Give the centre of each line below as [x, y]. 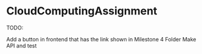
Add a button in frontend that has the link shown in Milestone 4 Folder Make [101, 39]
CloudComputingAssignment [82, 11]
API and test [22, 46]
